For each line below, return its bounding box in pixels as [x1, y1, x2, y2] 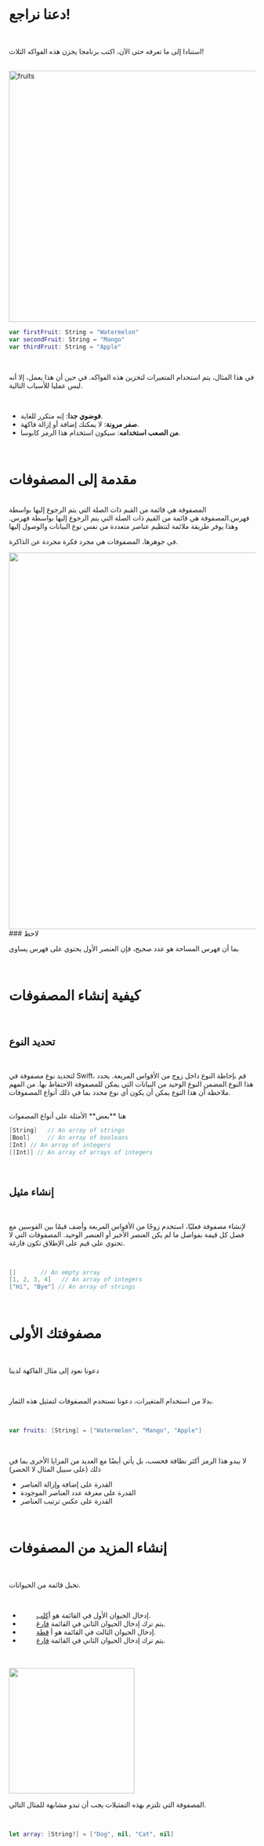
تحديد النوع [9, 1034, 56, 1049]
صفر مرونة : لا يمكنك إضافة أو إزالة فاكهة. [20, 419, 139, 429]
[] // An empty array [9, 1268, 101, 1276]
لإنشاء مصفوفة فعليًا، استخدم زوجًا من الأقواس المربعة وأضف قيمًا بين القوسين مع [9, 1221, 246, 1231]
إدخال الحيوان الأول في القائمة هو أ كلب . [35, 1611, 151, 1620]
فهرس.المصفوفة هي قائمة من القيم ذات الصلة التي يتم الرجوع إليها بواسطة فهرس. [9, 513, 250, 523]
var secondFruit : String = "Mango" [9, 335, 125, 343]
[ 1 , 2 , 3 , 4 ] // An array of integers [9, 1275, 143, 1284]
